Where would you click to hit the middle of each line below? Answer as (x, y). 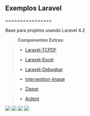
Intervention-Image (45, 79)
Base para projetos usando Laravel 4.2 (45, 30)
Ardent (32, 98)
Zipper (32, 89)
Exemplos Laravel (33, 8)
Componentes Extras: (41, 40)
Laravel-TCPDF (41, 49)
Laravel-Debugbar (44, 69)
